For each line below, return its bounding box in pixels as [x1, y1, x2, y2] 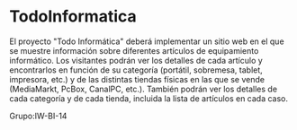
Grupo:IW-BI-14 [9, 110, 67, 121]
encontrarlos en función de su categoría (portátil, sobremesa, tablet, [9, 65, 263, 75]
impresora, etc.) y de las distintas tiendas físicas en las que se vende [9, 74, 265, 84]
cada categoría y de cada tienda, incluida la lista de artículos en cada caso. [9, 92, 289, 104]
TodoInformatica [9, 6, 137, 27]
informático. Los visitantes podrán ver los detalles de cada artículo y [9, 55, 263, 65]
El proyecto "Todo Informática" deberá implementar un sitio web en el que [9, 36, 285, 47]
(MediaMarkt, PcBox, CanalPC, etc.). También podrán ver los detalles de [9, 83, 277, 94]
